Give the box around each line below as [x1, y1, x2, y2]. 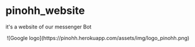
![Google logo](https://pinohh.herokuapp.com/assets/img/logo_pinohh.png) [6, 34, 190, 41]
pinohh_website [5, 4, 85, 17]
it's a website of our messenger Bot [5, 23, 92, 30]
